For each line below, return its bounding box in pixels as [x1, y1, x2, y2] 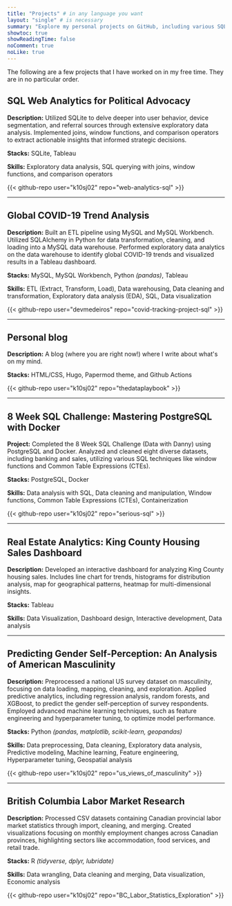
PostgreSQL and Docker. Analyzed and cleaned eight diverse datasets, [7, 447, 209, 455]
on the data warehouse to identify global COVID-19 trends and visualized [7, 250, 214, 258]
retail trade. [7, 843, 40, 851]
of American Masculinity [7, 659, 116, 671]
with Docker [7, 422, 61, 433]
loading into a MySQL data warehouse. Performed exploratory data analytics [7, 243, 225, 251]
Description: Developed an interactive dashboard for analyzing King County [7, 565, 224, 573]
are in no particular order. [7, 75, 79, 83]
